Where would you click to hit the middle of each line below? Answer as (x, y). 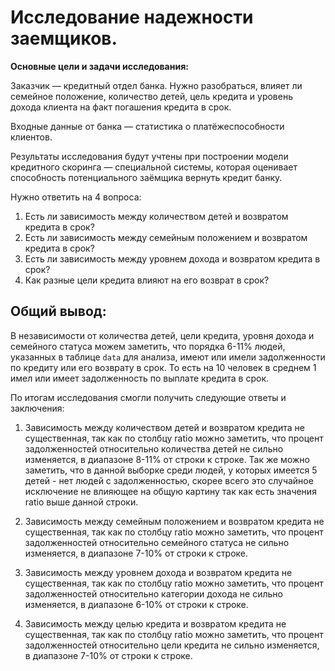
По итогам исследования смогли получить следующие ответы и (148, 397)
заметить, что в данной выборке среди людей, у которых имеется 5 (171, 470)
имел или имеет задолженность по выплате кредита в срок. (140, 378)
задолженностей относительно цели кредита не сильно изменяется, (172, 645)
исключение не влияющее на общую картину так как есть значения (170, 491)
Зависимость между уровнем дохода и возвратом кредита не (158, 572)
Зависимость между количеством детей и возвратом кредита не (164, 427)
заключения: (37, 408)
